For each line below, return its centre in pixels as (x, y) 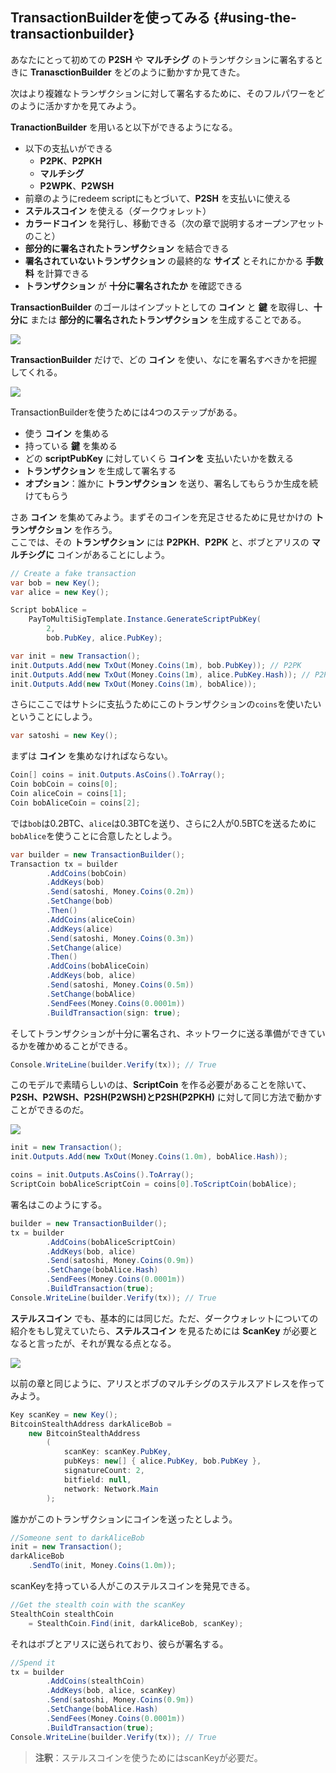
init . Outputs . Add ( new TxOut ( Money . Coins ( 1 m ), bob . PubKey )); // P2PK (156, 665)
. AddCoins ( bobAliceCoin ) (98, 966)
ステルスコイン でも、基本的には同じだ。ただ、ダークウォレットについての (164, 1318)
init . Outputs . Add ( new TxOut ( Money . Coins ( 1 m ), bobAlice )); (133, 684)
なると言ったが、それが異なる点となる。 (93, 1343)
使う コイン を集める (67, 433)
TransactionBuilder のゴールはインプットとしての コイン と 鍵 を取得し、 (162, 307)
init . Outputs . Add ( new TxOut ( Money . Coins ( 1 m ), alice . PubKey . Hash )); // (160, 674)
